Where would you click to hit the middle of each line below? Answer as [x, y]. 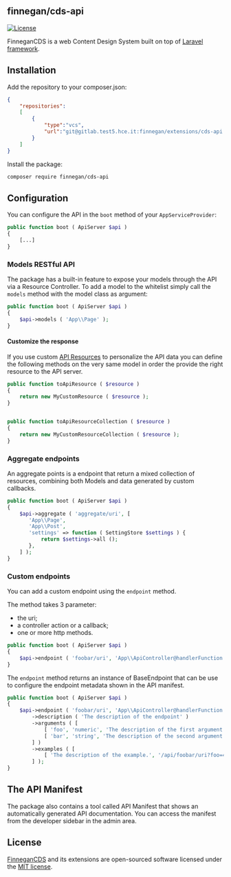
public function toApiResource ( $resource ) [73, 384]
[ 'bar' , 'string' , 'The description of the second [119, 736]
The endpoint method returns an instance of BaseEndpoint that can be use [113, 678]
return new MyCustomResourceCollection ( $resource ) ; [100, 434]
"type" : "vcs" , [64, 125]
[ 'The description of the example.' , [99, 755]
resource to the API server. [45, 371]
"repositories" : [43, 106]
